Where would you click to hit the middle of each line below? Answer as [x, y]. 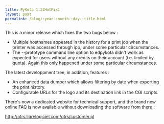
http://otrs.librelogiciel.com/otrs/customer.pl [50, 117]
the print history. [29, 87]
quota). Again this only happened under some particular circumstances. [85, 63]
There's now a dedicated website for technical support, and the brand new [80, 102]
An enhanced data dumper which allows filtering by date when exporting [85, 82]
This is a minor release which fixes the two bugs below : [62, 33]
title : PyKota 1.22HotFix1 [33, 10]
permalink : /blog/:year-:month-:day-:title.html [56, 19]
